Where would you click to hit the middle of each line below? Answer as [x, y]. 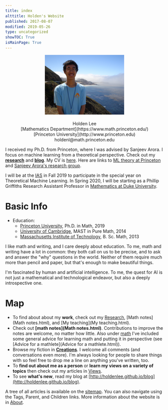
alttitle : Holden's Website [35, 16]
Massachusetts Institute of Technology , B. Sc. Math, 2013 [79, 236]
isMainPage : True [23, 43]
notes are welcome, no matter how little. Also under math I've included [86, 333]
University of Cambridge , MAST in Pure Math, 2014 [73, 231]
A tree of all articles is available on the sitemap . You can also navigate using [84, 391]
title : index [19, 11]
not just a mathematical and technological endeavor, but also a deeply [78, 277]
